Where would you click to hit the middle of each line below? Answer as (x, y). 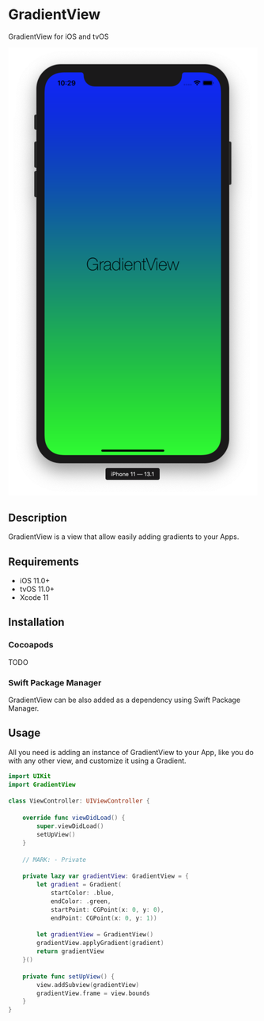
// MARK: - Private (55, 860)
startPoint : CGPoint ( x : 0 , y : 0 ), (107, 909)
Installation (36, 622)
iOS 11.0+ (34, 580)
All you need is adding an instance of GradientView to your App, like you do (131, 752)
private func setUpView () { (68, 976)
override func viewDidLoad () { (74, 818)
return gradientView (70, 951)
